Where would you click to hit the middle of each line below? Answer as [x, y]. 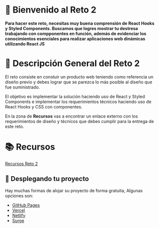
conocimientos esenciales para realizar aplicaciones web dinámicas [75, 39]
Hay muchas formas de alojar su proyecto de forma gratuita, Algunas [74, 190]
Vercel [18, 210]
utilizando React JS [25, 44]
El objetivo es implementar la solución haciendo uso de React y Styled [75, 96]
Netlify [19, 215]
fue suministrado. [23, 87]
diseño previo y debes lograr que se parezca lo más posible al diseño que [79, 82]
